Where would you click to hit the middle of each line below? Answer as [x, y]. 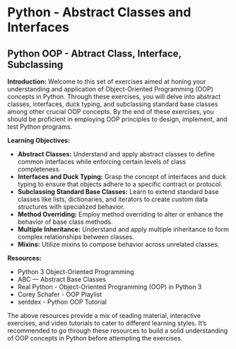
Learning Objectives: [39, 140]
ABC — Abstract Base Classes [61, 279]
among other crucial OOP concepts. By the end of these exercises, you [111, 111]
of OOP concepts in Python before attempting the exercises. [95, 338]
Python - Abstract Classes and [99, 12]
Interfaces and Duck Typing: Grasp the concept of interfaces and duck [122, 177]
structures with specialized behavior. [71, 207]
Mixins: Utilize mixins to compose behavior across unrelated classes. [118, 244]
